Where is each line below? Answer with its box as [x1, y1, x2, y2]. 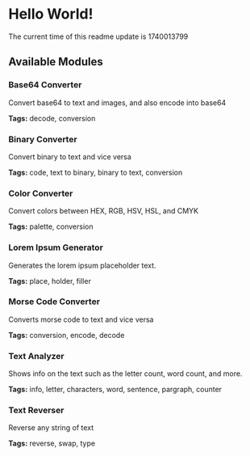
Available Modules [8, 55, 103, 69]
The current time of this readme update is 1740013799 [8, 32, 189, 41]
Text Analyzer [8, 350, 65, 361]
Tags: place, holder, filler [8, 276, 91, 285]
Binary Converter [8, 133, 78, 145]
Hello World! [8, 5, 94, 23]
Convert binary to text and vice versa [8, 151, 131, 162]
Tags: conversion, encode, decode [8, 330, 125, 340]
